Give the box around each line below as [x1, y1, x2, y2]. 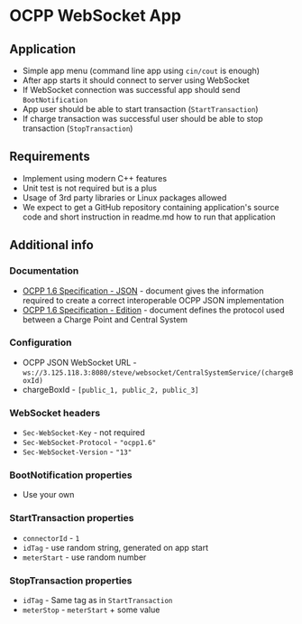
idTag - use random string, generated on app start [22, 542, 209, 553]
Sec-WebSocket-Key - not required [22, 427, 146, 438]
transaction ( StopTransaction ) [22, 123, 133, 134]
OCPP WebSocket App [9, 5, 182, 26]
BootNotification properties [9, 469, 133, 481]
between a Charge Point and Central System [22, 313, 188, 325]
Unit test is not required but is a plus [22, 182, 158, 193]
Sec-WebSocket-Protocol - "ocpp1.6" [22, 437, 157, 448]
